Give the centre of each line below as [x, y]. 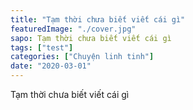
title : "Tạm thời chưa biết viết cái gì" [98, 19]
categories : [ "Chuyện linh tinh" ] [82, 57]
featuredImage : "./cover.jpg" [73, 29]
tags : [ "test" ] [42, 47]
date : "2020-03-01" [51, 66]
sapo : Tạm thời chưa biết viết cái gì [91, 38]
